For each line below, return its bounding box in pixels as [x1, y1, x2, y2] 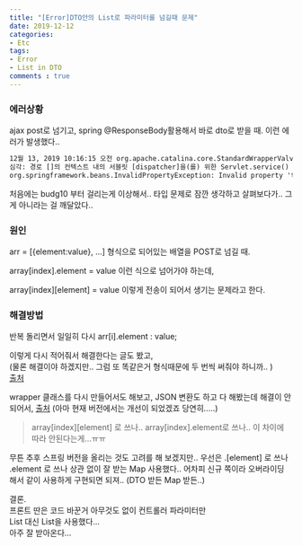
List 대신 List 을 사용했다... [9, 516, 101, 527]
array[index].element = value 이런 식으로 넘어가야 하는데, [9, 265, 215, 276]
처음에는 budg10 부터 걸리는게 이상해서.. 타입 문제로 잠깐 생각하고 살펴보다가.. [9, 188, 283, 198]
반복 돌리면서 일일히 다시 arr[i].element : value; [9, 331, 178, 342]
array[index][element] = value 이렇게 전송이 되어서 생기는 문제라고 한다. [9, 284, 266, 295]
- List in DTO [9, 64, 63, 73]
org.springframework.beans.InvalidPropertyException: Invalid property [9, 171, 283, 180]
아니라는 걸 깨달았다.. [18, 199, 93, 210]
